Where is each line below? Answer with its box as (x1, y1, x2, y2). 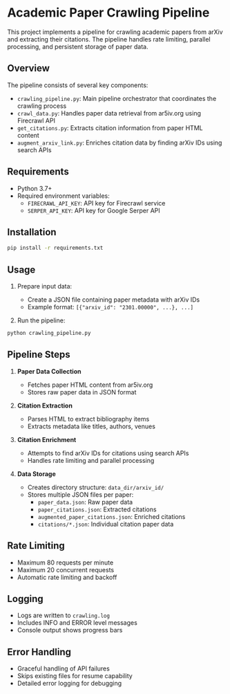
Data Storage (17, 469, 57, 478)
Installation (7, 226, 57, 238)
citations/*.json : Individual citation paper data (37, 520, 174, 528)
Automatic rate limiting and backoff (17, 573, 117, 581)
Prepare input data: (17, 282, 73, 291)
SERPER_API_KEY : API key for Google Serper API (27, 206, 160, 214)
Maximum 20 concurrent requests (17, 565, 115, 574)
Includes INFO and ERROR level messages (17, 619, 138, 627)
